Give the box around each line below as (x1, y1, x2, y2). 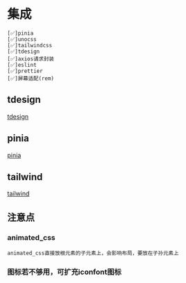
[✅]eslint (7, 61, 37, 68)
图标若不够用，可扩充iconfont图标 (7, 267, 121, 277)
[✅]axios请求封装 (7, 55, 54, 63)
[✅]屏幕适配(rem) (7, 74, 54, 82)
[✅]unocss (7, 35, 37, 42)
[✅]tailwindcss (7, 42, 53, 49)
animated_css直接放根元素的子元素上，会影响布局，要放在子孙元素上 (7, 250, 179, 257)
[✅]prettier (7, 67, 43, 74)
